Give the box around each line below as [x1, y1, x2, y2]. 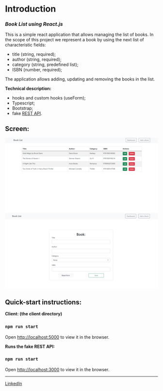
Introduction [5, 3, 56, 15]
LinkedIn [5, 380, 22, 386]
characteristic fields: [5, 42, 46, 48]
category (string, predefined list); [12, 62, 79, 67]
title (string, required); [12, 51, 56, 57]
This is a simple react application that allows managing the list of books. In [5, 32, 154, 37]
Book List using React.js [5, 21, 63, 28]
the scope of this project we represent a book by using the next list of [5, 37, 144, 43]
